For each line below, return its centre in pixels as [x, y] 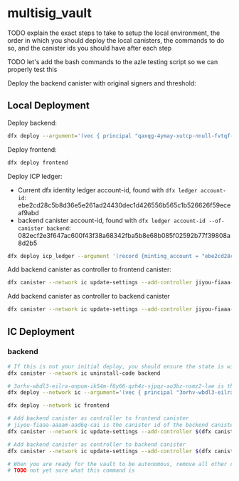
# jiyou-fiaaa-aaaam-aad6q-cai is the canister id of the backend [108, 425]
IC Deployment [41, 332]
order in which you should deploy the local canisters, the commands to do [116, 40]
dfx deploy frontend [38, 162]
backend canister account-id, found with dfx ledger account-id [112, 220]
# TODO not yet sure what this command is [71, 471]
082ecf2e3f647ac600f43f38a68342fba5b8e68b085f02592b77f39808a [124, 235]
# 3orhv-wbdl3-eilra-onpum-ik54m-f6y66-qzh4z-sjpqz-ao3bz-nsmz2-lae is [116, 386]
